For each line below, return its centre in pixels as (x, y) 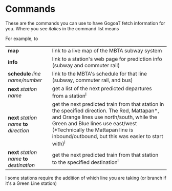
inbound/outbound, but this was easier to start (107, 137)
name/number (25, 80)
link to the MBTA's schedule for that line (100, 73)
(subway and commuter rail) (86, 65)
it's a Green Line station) (31, 183)
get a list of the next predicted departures (102, 88)
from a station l (69, 95)
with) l (59, 143)
